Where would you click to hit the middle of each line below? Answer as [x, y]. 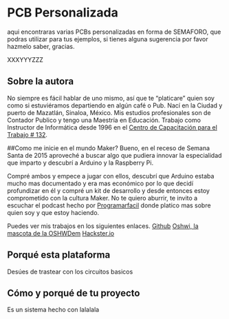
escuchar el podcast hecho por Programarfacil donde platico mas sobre [109, 205]
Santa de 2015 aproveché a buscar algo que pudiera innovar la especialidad [115, 155]
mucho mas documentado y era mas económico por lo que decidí [100, 183]
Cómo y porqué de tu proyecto [74, 293]
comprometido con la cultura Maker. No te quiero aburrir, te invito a [102, 198]
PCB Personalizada [63, 13]
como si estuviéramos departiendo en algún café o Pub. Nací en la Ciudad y [115, 105]
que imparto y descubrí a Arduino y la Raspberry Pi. [80, 163]
